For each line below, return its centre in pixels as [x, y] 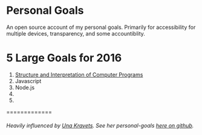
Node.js [25, 87]
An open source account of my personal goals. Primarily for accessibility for [101, 27]
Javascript [28, 81]
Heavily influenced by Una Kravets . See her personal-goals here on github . [100, 126]
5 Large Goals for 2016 [64, 58]
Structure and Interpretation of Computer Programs [79, 74]
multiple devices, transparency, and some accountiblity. [76, 33]
